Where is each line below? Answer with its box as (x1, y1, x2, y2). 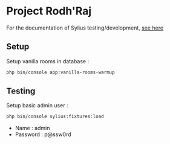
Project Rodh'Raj (6, 4, 92, 18)
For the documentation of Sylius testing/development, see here (6, 24, 164, 31)
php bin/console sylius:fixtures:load (6, 113, 104, 120)
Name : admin (15, 125, 50, 132)
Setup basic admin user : (6, 102, 68, 109)
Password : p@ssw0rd (15, 131, 71, 138)
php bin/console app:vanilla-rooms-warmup (6, 69, 115, 75)
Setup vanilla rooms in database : (6, 57, 90, 64)
